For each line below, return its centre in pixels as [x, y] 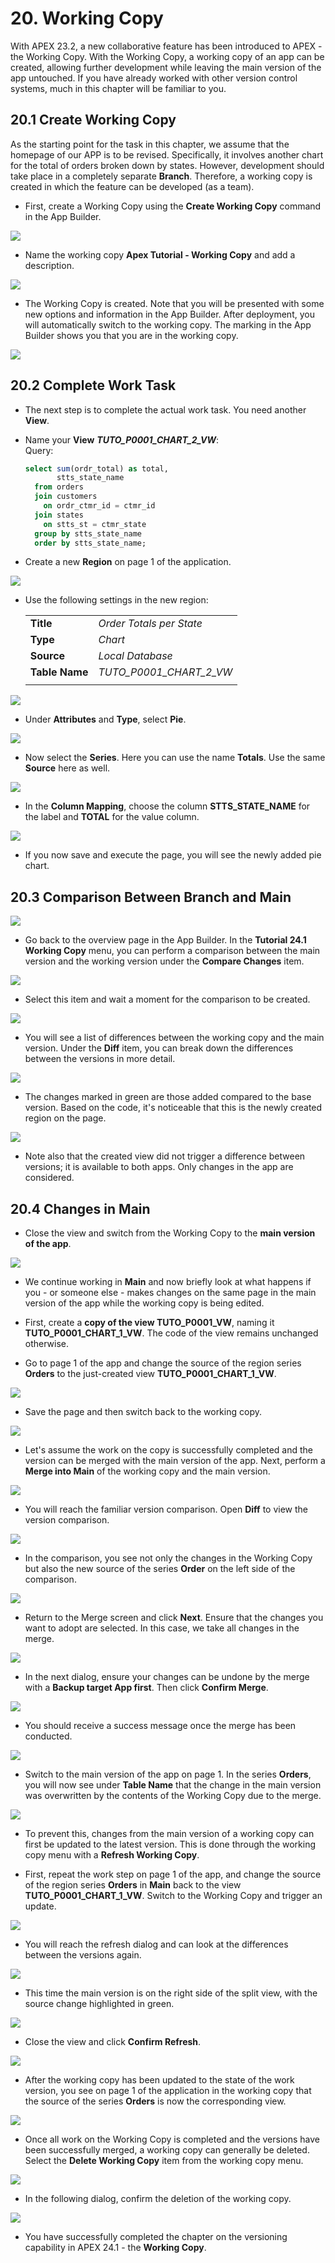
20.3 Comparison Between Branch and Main [151, 897]
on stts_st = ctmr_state [95, 524]
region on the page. [65, 1118]
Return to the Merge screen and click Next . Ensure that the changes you [174, 1618]
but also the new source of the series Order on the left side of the [160, 1569]
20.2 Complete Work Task [93, 385]
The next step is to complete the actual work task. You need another [165, 409]
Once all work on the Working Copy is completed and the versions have [172, 2139]
